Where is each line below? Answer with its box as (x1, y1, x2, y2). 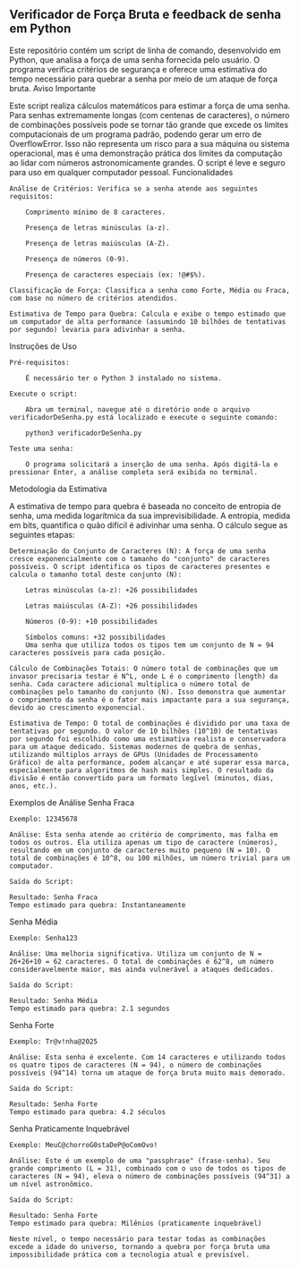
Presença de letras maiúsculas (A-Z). (25, 239, 170, 248)
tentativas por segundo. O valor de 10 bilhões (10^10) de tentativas (9, 727, 278, 736)
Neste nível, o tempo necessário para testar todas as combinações (9, 1234, 267, 1243)
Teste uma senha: (9, 444, 74, 453)
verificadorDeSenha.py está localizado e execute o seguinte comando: (9, 413, 278, 421)
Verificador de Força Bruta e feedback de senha (9, 7, 282, 22)
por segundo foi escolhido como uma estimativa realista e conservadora (9, 734, 286, 744)
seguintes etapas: (9, 529, 75, 540)
